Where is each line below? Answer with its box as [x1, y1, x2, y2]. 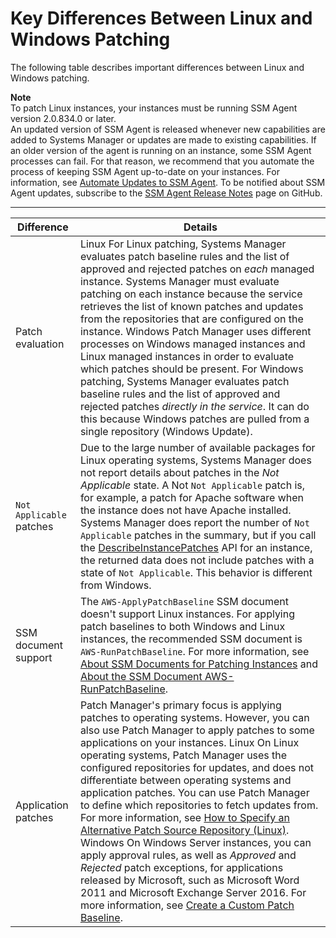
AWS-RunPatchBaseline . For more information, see [79, 644, 310, 658]
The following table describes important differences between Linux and [10, 61, 305, 73]
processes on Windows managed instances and [79, 337, 306, 351]
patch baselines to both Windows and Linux [79, 619, 286, 633]
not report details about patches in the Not [79, 465, 280, 479]
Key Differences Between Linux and [10, 7, 313, 30]
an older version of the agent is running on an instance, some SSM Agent [10, 144, 312, 156]
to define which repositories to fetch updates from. [79, 798, 319, 812]
